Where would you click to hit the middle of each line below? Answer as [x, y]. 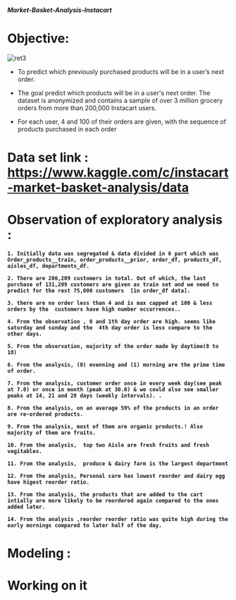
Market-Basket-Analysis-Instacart [60, 10]
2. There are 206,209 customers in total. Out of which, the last [107, 278]
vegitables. [25, 451]
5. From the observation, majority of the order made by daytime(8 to [113, 346]
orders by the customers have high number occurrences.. [94, 309]
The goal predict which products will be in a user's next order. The [114, 92]
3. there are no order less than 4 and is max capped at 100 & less [110, 303]
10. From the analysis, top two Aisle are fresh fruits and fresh [108, 445]
